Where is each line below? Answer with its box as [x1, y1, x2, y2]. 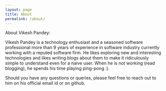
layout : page [5, 7, 32, 12]
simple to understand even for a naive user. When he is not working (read [5, 60, 155, 66]
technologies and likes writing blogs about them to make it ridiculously [5, 55, 149, 61]
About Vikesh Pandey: [5, 30, 51, 36]
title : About [5, 12, 32, 17]
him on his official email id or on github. [5, 80, 86, 86]
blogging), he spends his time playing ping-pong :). [5, 65, 110, 71]
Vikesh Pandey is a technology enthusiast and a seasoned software [5, 39, 143, 45]
